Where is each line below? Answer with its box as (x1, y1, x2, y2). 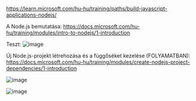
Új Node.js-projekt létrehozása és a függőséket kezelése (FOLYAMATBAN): (6, 52, 191, 59)
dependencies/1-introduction (6, 65, 77, 72)
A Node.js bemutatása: (6, 23, 62, 30)
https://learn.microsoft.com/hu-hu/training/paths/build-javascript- (6, 5, 167, 12)
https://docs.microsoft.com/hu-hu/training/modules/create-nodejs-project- (6, 59, 190, 65)
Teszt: (6, 41, 21, 48)
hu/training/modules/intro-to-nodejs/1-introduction (6, 29, 131, 36)
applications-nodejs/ (6, 11, 57, 18)
